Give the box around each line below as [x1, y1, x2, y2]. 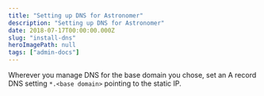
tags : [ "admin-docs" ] [8, 48, 80, 56]
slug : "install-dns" [8, 33, 77, 42]
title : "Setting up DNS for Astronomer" [8, 11, 144, 20]
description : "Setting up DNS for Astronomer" [8, 19, 165, 27]
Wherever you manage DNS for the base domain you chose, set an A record [8, 71, 257, 79]
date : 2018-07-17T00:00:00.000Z [8, 26, 115, 34]
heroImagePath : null [8, 41, 77, 49]
